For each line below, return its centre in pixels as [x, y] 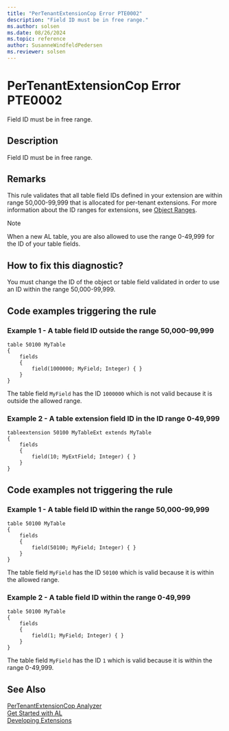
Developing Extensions [39, 721]
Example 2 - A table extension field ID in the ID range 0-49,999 [113, 418]
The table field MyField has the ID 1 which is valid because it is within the [110, 660]
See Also [26, 689]
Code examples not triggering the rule [90, 490]
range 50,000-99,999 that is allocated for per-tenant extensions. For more [112, 202]
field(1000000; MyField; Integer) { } [87, 369]
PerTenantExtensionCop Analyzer [55, 706]
